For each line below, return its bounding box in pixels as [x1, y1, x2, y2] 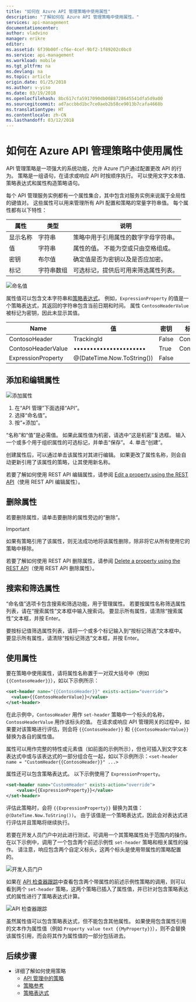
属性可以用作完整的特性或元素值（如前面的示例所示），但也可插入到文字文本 [6, 745, 188, 752]
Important [6, 525, 30, 533]
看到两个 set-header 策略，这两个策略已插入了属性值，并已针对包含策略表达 [6, 885, 188, 893]
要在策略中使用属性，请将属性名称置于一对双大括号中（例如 [6, 670, 149, 677]
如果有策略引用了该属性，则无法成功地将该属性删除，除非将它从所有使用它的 [6, 537, 190, 544]
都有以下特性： [10, 207, 47, 214]
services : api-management [6, 19, 69, 25]
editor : [6, 42, 25, 47]
